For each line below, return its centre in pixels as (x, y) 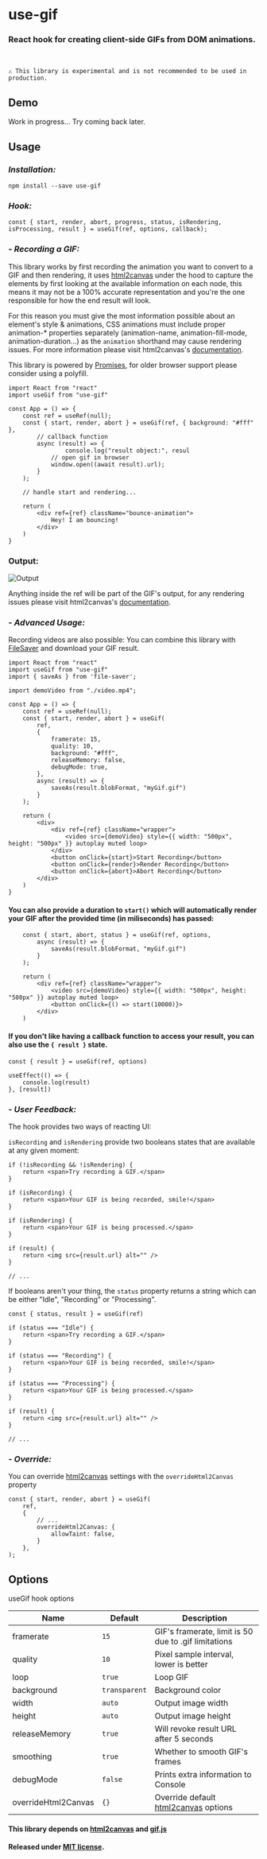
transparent (124, 1690)
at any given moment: (44, 1150)
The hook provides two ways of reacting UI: (80, 1126)
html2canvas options (193, 1807)
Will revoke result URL (195, 1729)
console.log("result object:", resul (128, 451)
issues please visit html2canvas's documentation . (89, 602)
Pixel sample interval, (194, 1654)
